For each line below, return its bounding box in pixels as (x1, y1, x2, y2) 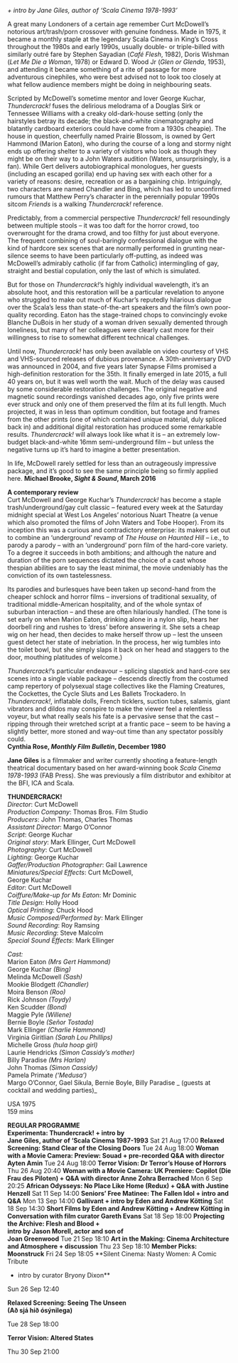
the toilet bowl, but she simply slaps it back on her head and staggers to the (7, 645, 229, 654)
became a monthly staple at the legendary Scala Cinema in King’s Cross (7, 35, 218, 43)
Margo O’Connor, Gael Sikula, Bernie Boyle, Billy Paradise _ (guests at (7, 1078, 211, 1087)
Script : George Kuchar (7, 830, 73, 839)
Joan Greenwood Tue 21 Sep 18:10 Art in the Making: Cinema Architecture (7, 1234, 229, 1243)
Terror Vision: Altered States (7, 1334, 94, 1342)
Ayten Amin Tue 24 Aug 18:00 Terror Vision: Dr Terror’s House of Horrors (7, 1159, 227, 1167)
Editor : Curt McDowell (7, 884, 72, 891)
